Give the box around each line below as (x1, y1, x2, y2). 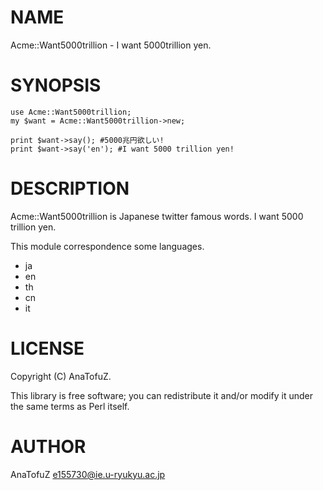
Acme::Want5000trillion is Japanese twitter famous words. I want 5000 (10, 210, 304, 222)
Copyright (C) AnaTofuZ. (10, 370, 112, 382)
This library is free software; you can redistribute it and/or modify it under (10, 389, 314, 401)
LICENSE (10, 337, 85, 360)
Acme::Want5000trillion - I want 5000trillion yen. (10, 39, 212, 51)
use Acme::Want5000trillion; (10, 107, 132, 117)
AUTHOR (10, 435, 87, 458)
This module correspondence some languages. (10, 240, 205, 252)
